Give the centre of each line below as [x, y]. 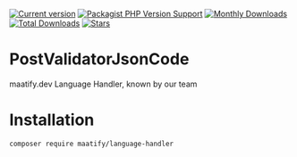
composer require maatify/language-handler [92, 144]
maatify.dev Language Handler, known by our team [103, 84]
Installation [52, 120]
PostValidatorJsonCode [99, 59]
